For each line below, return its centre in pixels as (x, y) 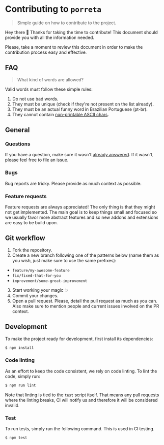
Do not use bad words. (35, 99)
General (18, 130)
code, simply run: (23, 376)
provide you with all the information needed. (50, 37)
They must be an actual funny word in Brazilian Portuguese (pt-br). (80, 109)
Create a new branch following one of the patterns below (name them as (85, 255)
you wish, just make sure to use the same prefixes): (64, 260)
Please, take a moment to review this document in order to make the (74, 47)
